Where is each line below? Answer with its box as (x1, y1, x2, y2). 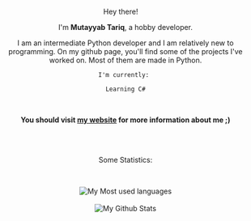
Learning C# (105, 85, 146, 93)
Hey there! (103, 6, 138, 16)
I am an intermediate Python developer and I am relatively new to (17, 38, 234, 48)
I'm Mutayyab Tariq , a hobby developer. (57, 23, 194, 32)
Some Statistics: (98, 155, 153, 164)
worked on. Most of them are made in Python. (49, 55, 202, 65)
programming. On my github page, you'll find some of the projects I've (8, 47, 243, 56)
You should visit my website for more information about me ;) (20, 115, 231, 125)
